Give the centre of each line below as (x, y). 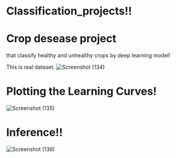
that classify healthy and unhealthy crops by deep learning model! (88, 55)
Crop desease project (61, 39)
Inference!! (35, 132)
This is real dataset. (31, 67)
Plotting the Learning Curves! (82, 91)
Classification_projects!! (69, 11)
